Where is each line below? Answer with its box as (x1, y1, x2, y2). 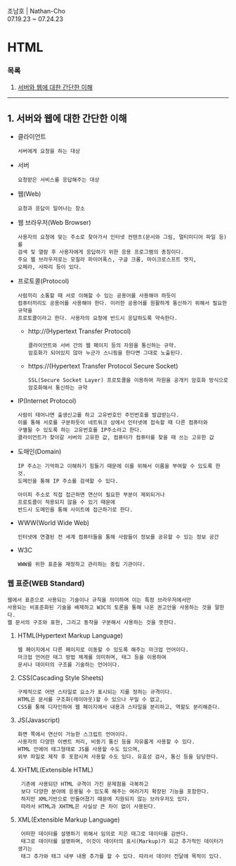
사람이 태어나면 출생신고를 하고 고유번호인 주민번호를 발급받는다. (17, 412, 180, 419)
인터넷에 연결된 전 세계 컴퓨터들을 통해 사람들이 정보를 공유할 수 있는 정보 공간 (17, 533, 219, 541)
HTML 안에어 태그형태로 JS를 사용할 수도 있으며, (17, 746, 140, 753)
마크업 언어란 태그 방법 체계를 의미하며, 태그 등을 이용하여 (17, 653, 166, 661)
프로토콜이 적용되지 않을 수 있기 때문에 (17, 499, 116, 506)
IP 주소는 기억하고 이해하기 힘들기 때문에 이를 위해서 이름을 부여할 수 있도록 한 (17, 463, 221, 470)
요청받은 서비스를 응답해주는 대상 (17, 176, 100, 184)
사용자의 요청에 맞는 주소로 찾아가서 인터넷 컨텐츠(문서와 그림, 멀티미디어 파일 (17, 234, 216, 241)
